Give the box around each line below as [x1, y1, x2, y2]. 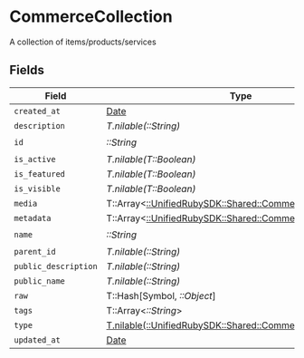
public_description [14, 261, 98, 271]
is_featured [14, 169, 66, 179]
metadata [14, 213, 52, 223]
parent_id [14, 247, 56, 256]
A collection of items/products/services [9, 36, 157, 47]
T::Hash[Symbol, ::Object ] [106, 289, 216, 302]
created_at [14, 106, 61, 116]
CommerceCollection [9, 6, 174, 27]
